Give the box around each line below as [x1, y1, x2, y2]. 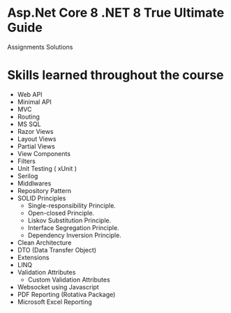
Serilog [17, 171, 38, 180]
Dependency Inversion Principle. [27, 231, 122, 239]
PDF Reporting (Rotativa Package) [17, 290, 116, 298]
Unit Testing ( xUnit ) [17, 164, 77, 172]
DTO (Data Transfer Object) [17, 245, 96, 254]
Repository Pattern [17, 186, 72, 194]
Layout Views [17, 135, 57, 143]
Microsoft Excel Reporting [17, 298, 92, 306]
